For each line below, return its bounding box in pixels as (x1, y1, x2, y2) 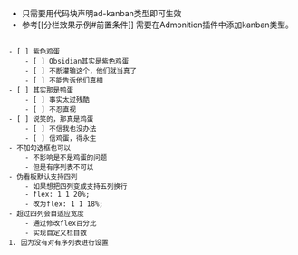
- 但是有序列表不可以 (24, 162, 94, 172)
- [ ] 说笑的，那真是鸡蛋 (8, 114, 94, 123)
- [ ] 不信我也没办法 (24, 124, 97, 133)
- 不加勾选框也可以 (8, 143, 72, 152)
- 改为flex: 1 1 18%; (24, 200, 103, 209)
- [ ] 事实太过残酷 (24, 95, 90, 104)
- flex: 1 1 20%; (24, 190, 91, 199)
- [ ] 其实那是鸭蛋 (8, 85, 74, 94)
